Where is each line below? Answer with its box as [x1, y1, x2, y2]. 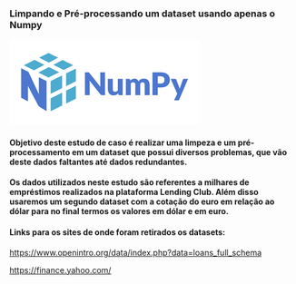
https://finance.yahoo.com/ [9, 264, 112, 275]
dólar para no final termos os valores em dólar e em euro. [9, 206, 230, 217]
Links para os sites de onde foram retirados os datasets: [9, 227, 226, 238]
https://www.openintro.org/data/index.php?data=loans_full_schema [9, 247, 262, 258]
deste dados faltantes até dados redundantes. [9, 156, 188, 167]
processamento [9, 146, 71, 157]
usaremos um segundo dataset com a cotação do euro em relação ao [9, 196, 275, 207]
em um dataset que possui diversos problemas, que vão [71, 146, 288, 157]
